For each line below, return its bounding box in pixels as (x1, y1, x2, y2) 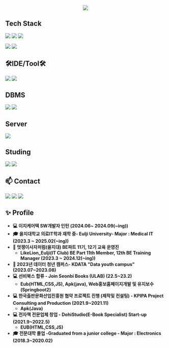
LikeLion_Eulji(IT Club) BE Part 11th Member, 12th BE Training (20, 249, 151, 256)
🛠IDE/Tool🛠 (5, 60, 46, 68)
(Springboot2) (20, 286, 51, 293)
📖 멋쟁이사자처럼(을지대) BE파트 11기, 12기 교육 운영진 (12, 244, 120, 250)
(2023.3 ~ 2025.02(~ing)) (12, 238, 69, 244)
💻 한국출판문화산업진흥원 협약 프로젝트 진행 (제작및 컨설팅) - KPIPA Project (12, 293, 164, 299)
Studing (5, 148, 31, 156)
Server (5, 120, 27, 128)
